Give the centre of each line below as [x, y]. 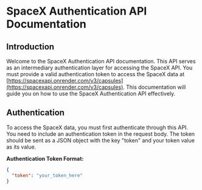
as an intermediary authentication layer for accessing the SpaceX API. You [99, 68]
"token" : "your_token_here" [47, 175]
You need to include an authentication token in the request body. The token [101, 134]
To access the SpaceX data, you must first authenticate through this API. [97, 127]
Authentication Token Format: [45, 158]
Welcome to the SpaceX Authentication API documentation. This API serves [101, 61]
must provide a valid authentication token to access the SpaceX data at [96, 74]
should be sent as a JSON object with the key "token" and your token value [100, 140]
